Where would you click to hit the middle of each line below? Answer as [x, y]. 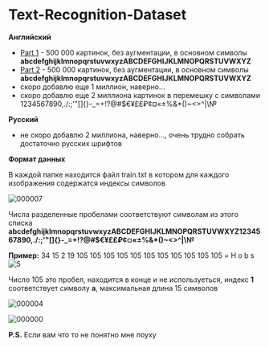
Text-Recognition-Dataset [98, 15]
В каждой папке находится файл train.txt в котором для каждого [119, 174]
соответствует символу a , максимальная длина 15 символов [113, 288]
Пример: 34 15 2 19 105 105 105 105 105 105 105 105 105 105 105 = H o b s [131, 255]
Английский [30, 37]
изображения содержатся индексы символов [87, 183]
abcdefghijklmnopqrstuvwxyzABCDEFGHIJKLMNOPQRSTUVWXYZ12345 [134, 231]
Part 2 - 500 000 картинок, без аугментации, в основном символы [134, 69]
